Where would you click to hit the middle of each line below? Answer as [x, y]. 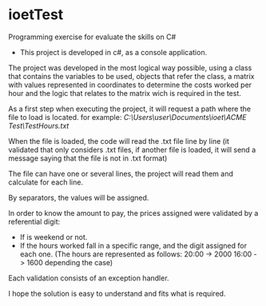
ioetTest [36, 15]
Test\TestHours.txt [39, 125]
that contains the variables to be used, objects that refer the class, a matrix [131, 76]
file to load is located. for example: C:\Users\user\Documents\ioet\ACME [127, 117]
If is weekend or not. [54, 236]
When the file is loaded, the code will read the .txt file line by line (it [119, 141]
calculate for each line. [46, 182]
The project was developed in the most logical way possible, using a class [130, 68]
